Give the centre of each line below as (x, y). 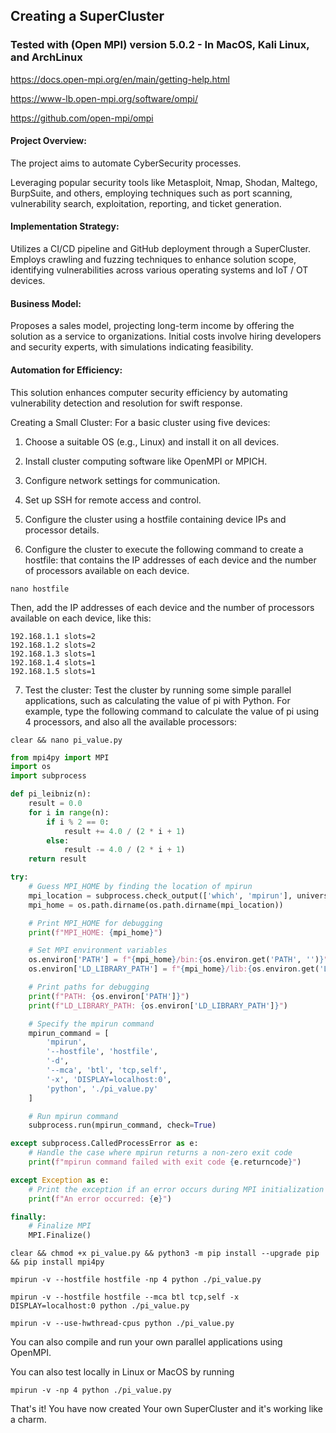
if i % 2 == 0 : (78, 822)
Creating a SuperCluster (87, 16)
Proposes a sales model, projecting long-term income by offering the (152, 326)
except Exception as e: (60, 1180)
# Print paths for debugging (89, 987)
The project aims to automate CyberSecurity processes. (126, 163)
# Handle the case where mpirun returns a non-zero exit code (160, 1153)
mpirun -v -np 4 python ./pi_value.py (91, 1390)
